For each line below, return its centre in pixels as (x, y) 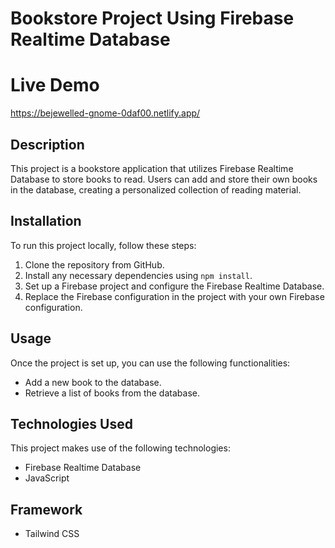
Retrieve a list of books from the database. (112, 393)
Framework (46, 509)
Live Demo (55, 85)
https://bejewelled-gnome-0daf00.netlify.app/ (105, 113)
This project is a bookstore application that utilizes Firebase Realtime (152, 168)
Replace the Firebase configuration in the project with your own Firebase (174, 296)
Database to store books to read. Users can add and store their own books (164, 179)
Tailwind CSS (52, 534)
